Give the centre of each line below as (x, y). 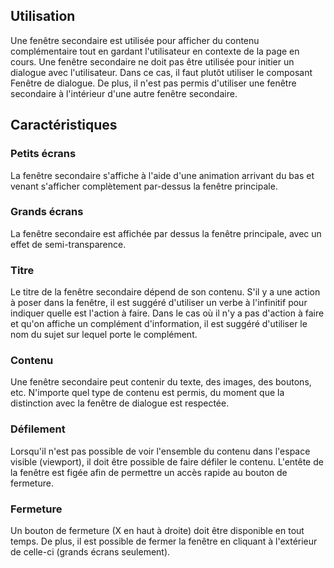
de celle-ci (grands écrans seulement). (90, 551)
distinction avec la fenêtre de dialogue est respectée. (120, 403)
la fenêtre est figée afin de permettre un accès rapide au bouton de (149, 472)
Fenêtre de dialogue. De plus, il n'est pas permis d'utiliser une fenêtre (153, 83)
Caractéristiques (64, 125)
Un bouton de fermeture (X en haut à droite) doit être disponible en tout (157, 530)
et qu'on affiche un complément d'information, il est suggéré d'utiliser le (159, 324)
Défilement (38, 429)
